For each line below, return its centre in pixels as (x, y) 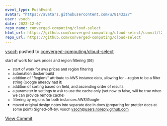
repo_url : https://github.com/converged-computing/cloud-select (73, 38)
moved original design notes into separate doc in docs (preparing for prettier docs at (84, 105)
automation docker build (33, 73)
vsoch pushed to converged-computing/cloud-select (59, 51)
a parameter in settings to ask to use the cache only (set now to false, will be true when (87, 91)
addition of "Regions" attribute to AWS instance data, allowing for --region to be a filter (86, 78)
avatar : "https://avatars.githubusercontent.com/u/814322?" (69, 14)
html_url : (15, 33)
